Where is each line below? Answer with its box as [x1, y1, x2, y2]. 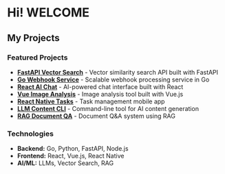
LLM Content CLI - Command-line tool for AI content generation [17, 104, 200, 112]
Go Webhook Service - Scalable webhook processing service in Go [17, 75, 210, 84]
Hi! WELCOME [7, 5, 90, 21]
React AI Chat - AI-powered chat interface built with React [17, 82, 184, 90]
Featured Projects [7, 53, 68, 62]
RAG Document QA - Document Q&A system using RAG [17, 112, 175, 120]
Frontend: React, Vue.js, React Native [17, 152, 125, 160]
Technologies [7, 129, 54, 138]
